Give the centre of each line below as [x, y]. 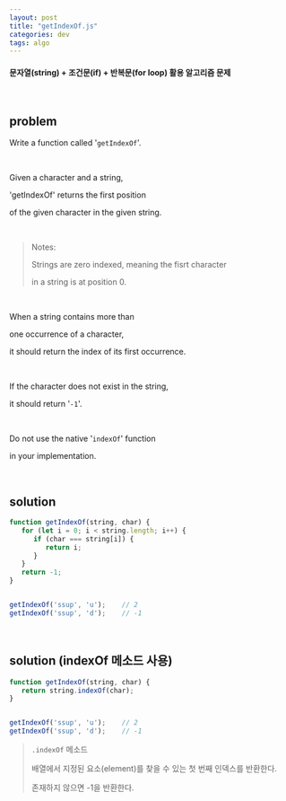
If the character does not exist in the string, [89, 386]
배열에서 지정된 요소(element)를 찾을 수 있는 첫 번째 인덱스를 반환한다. [154, 769]
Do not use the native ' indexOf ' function [82, 439]
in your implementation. [53, 456]
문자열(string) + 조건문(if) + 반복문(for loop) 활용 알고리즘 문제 [120, 72]
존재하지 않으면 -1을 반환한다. [82, 788]
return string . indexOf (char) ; [78, 691]
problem [33, 121]
